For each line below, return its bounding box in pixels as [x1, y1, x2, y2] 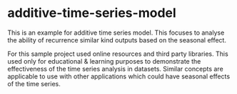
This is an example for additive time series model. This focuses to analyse [7, 28, 225, 37]
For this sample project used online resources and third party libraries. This [7, 49, 228, 58]
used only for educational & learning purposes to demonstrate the [7, 57, 201, 65]
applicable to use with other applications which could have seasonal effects [7, 72, 231, 81]
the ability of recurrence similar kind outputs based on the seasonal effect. [7, 35, 227, 44]
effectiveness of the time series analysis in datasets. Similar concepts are [7, 64, 223, 73]
